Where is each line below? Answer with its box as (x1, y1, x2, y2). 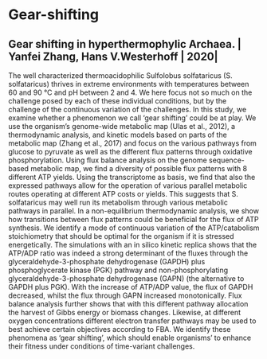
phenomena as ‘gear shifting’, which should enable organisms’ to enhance (8, 333, 252, 342)
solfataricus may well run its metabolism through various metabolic (8, 197, 229, 207)
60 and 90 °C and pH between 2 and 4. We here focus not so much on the (8, 88, 253, 97)
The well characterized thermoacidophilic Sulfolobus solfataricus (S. (8, 71, 233, 80)
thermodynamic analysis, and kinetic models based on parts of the (8, 130, 227, 139)
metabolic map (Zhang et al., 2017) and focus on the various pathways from (8, 139, 257, 148)
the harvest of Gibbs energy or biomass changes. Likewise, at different (8, 308, 241, 317)
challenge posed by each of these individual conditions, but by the (8, 96, 227, 105)
